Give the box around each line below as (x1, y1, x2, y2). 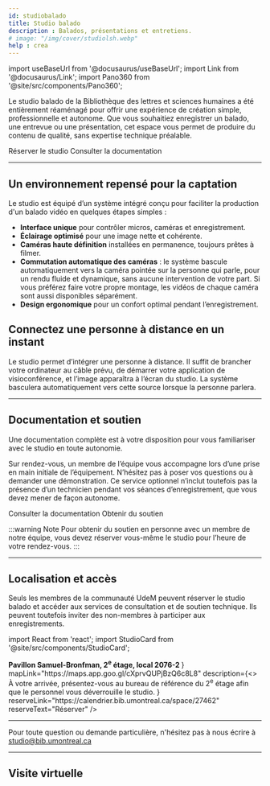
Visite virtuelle (8, 767, 84, 780)
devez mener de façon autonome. (8, 492, 121, 503)
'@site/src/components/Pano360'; (8, 81, 123, 91)
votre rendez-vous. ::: (8, 541, 80, 551)
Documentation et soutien (8, 414, 142, 427)
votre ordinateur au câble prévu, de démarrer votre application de (8, 365, 226, 375)
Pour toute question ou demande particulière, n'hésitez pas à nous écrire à (8, 727, 256, 737)
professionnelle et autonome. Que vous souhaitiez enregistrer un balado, (8, 113, 249, 123)
